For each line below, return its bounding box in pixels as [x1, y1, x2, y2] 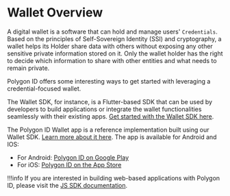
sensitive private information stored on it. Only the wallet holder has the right [7, 49, 223, 58]
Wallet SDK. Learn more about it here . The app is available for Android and [7, 132, 217, 141]
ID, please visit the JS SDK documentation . [7, 181, 128, 189]
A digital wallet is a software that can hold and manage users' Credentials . [7, 27, 218, 36]
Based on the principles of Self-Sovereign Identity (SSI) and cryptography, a [7, 34, 222, 42]
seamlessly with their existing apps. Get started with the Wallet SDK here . [7, 112, 214, 121]
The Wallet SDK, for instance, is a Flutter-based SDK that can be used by [7, 97, 213, 106]
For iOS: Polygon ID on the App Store [16, 160, 122, 169]
